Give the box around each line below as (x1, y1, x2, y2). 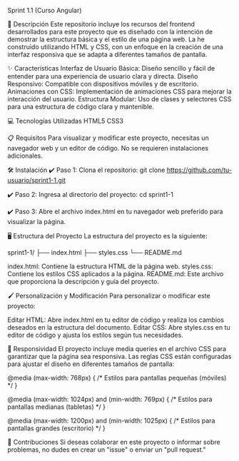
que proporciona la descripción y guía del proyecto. (7, 278, 159, 285)
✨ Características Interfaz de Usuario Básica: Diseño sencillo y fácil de (7, 64, 215, 72)
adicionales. (7, 151, 43, 160)
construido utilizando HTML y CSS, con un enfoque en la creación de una (7, 43, 223, 51)
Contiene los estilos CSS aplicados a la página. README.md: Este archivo (7, 270, 224, 278)
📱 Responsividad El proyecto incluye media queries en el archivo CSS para (7, 345, 227, 353)
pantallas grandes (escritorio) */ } (7, 424, 106, 432)
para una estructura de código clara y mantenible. (7, 103, 155, 111)
